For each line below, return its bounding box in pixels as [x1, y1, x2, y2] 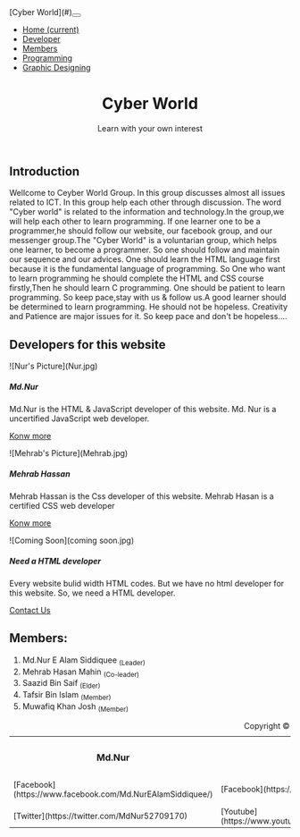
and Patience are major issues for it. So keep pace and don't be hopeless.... [9, 311, 287, 322]
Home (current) [21, 24, 79, 35]
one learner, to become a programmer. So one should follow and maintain [9, 244, 279, 256]
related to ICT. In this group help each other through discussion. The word [9, 197, 281, 207]
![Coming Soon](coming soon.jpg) [9, 535, 135, 546]
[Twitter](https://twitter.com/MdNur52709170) [12, 811, 188, 822]
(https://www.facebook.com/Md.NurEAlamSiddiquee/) [12, 789, 213, 799]
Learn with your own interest [96, 123, 204, 133]
